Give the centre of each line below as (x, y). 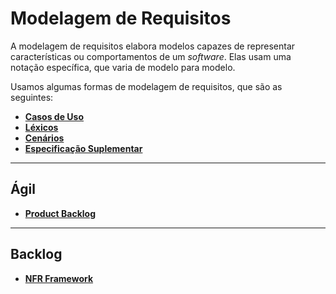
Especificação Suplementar (83, 148)
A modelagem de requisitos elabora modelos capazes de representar (153, 46)
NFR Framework (59, 278)
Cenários (44, 138)
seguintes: (32, 97)
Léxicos (41, 127)
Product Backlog (60, 213)
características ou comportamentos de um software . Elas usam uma (151, 56)
